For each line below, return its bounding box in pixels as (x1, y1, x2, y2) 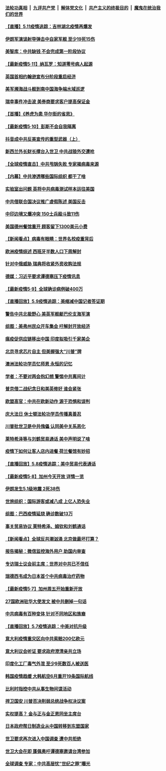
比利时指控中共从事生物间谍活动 (5, 686, 71, 692)
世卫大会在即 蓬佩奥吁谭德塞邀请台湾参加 (5, 748, 91, 754)
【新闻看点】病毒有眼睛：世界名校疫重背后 (5, 236, 94, 242)
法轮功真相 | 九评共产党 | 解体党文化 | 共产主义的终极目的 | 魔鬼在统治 (5, 5, 156, 11)
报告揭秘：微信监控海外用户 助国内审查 (5, 548, 86, 554)
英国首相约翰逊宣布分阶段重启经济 (5, 73, 76, 79)
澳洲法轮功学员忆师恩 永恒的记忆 (5, 361, 73, 367)
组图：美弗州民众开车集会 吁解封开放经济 (5, 323, 91, 329)
